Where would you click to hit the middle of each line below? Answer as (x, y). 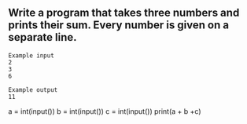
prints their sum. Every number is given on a (119, 26)
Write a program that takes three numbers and (124, 13)
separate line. (42, 37)
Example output (33, 89)
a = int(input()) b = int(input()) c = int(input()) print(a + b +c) (105, 111)
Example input (31, 55)
